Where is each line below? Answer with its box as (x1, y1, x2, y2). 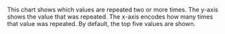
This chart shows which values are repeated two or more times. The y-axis (7, 6, 218, 13)
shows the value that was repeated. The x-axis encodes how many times (7, 13, 213, 21)
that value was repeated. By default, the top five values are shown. (7, 20, 196, 27)
